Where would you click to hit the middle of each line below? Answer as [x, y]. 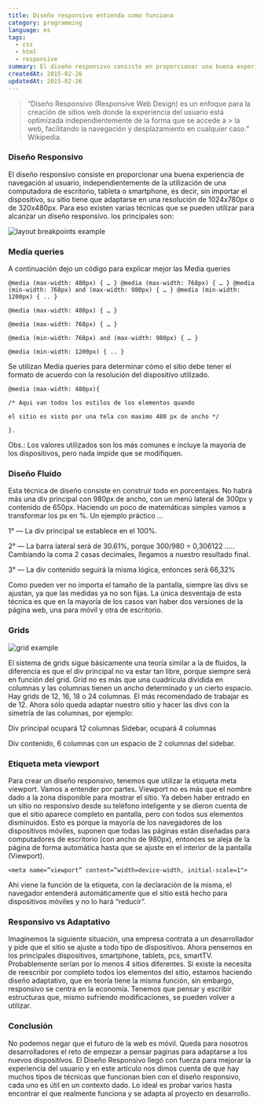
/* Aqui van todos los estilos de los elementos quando [101, 403]
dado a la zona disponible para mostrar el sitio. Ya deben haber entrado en [129, 797]
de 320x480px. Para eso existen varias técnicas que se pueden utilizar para [131, 207]
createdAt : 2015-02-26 [45, 74]
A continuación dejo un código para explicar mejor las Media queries [119, 269]
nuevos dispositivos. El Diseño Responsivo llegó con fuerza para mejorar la [130, 1060]
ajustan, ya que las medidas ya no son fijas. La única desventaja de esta [125, 593]
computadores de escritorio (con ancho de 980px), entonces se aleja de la [129, 839]
